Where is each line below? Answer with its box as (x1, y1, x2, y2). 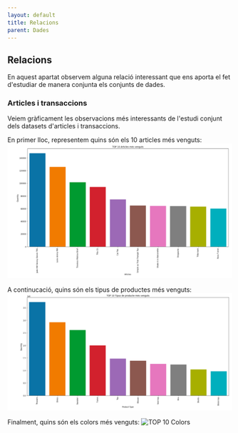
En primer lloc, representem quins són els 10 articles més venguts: (7, 136, 202, 144)
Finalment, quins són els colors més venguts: (7, 418, 140, 427)
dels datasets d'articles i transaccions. (7, 122, 120, 131)
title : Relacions (7, 19, 59, 26)
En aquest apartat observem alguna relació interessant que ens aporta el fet (7, 73, 231, 81)
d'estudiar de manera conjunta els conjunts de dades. (7, 81, 165, 89)
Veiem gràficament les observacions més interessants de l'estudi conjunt (7, 114, 222, 123)
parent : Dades (7, 26, 50, 34)
